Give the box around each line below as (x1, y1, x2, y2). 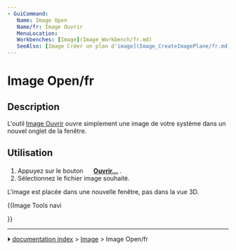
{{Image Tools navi (7, 201, 62, 209)
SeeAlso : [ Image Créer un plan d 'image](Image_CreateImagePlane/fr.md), (16, 43, 234, 50)
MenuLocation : (16, 29, 58, 37)
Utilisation (7, 147, 53, 159)
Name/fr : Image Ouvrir (16, 23, 83, 30)
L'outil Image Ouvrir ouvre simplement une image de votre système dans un (7, 120, 226, 127)
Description (7, 101, 60, 113)
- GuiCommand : (7, 10, 49, 18)
